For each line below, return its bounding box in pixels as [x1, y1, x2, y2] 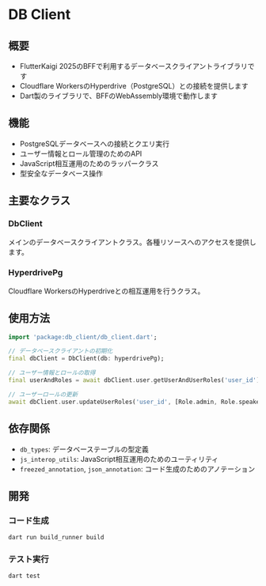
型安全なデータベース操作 [19, 168, 104, 178]
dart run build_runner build [8, 534, 104, 542]
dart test [8, 572, 41, 580]
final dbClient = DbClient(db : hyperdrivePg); [8, 354, 165, 363]
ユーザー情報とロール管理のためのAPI [19, 149, 142, 158]
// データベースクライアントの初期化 [8, 347, 113, 355]
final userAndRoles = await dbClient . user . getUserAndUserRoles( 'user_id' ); [8, 376, 264, 384]
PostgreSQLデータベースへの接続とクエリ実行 [19, 138, 170, 148]
